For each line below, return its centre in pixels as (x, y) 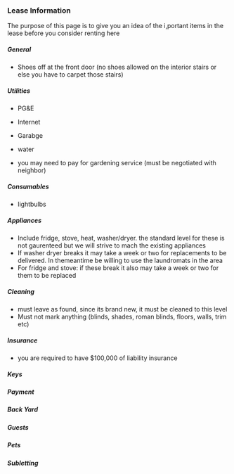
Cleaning (21, 291)
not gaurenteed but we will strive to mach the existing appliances (111, 245)
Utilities (19, 91)
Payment (21, 392)
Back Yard (23, 409)
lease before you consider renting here (64, 33)
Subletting (23, 463)
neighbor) (32, 170)
